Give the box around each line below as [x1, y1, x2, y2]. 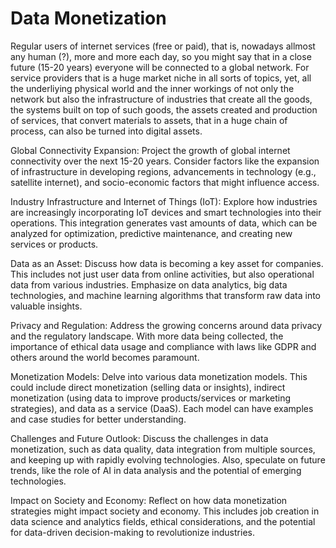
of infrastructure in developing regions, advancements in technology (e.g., [10, 165, 317, 177]
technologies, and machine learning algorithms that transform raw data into [10, 289, 321, 301]
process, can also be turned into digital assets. [10, 125, 203, 137]
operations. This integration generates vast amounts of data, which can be [10, 217, 318, 229]
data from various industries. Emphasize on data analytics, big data [10, 278, 288, 291]
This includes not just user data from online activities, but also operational [10, 268, 315, 280]
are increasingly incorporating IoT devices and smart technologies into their [10, 206, 322, 218]
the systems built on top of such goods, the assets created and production [10, 103, 318, 116]
